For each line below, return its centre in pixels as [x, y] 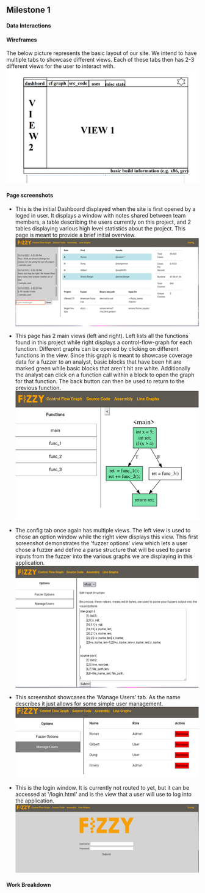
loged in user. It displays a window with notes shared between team [100, 215]
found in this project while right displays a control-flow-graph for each [103, 342]
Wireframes [22, 40]
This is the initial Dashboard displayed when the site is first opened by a [105, 209]
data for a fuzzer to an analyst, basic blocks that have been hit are [98, 362]
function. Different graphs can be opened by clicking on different [97, 349]
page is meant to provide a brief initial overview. [75, 235]
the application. [35, 801]
